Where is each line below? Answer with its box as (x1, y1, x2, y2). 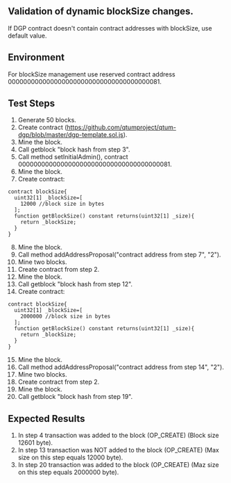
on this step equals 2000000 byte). (17, 468, 119, 477)
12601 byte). (17, 439, 53, 447)
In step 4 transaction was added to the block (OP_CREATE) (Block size (17, 431, 219, 440)
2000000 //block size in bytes (20, 313, 111, 320)
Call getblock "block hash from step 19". (17, 393, 133, 401)
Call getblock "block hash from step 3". (17, 145, 130, 154)
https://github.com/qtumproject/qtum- (66, 123, 176, 131)
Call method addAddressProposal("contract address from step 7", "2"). (17, 250, 221, 259)
